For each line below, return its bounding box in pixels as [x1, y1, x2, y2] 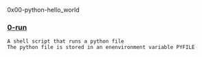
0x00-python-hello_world [7, 6, 80, 14]
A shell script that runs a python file [7, 38, 125, 45]
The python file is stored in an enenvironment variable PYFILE [7, 44, 195, 51]
